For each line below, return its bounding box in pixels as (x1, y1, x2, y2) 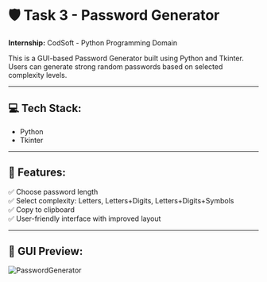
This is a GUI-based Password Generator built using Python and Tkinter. (8, 53, 244, 63)
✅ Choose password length (8, 187, 99, 196)
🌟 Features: (8, 166, 66, 180)
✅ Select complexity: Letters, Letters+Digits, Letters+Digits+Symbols (8, 195, 234, 205)
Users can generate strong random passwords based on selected (8, 61, 223, 71)
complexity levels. (8, 70, 68, 79)
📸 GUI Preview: (8, 244, 83, 258)
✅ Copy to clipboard (8, 204, 75, 214)
